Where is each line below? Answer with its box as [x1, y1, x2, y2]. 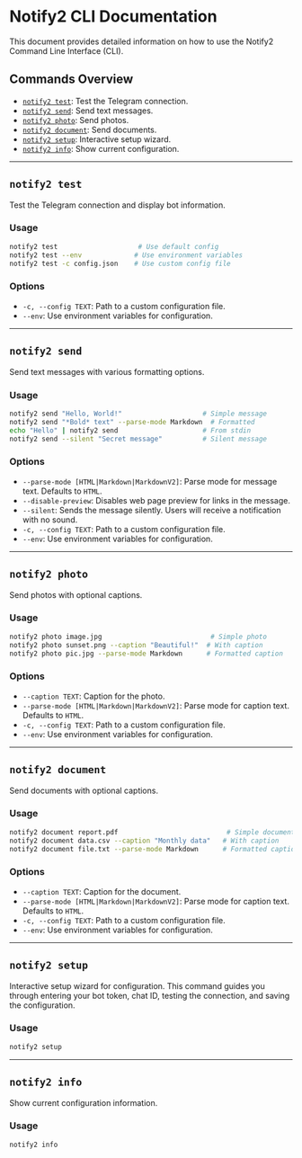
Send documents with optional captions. [9, 785, 159, 796]
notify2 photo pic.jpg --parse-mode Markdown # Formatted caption [9, 649, 283, 658]
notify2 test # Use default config [9, 242, 219, 251]
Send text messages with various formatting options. [9, 366, 205, 377]
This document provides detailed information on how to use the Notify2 [9, 36, 274, 47]
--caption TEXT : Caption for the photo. [22, 690, 165, 701]
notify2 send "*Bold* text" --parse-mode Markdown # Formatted [9, 417, 255, 426]
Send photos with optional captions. [9, 589, 143, 600]
